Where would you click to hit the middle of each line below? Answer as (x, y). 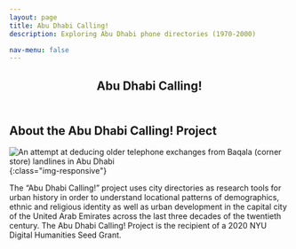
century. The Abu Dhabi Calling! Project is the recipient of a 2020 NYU (138, 226)
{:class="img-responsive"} (58, 171)
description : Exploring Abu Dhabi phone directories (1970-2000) (132, 34)
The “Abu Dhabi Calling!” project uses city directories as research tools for (145, 188)
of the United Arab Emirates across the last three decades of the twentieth (145, 216)
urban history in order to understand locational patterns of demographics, (144, 198)
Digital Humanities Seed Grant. (65, 235)
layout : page (33, 17)
